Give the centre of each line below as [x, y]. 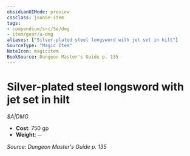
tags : [14, 23]
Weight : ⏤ [29, 134]
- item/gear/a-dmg [30, 34]
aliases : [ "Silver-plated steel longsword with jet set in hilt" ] [93, 40]
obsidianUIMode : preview [38, 12]
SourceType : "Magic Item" [39, 46]
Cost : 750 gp [32, 128]
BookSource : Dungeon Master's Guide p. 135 [63, 57]
